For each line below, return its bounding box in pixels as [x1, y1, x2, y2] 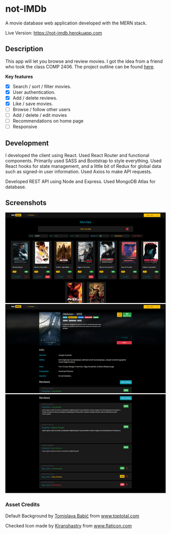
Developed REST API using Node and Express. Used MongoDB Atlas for [5, 179, 156, 185]
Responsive [12, 123, 37, 130]
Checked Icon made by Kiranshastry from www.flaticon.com [5, 522, 132, 528]
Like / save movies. [12, 100, 53, 107]
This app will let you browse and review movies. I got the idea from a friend [5, 58, 163, 64]
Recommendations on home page [12, 118, 84, 124]
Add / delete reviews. [12, 95, 58, 101]
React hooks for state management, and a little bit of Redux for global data [5, 163, 161, 169]
